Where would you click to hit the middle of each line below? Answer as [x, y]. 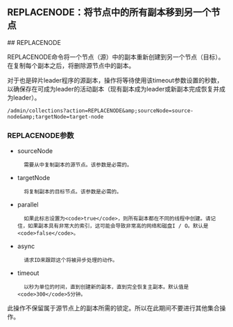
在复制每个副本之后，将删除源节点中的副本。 [71, 65]
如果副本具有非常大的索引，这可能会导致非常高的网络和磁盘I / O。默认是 [118, 226]
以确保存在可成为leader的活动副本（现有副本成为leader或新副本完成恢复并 [113, 89]
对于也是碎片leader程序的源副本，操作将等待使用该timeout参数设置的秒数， [115, 80]
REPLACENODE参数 [41, 135]
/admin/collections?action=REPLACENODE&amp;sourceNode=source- [101, 111]
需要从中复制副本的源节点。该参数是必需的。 [78, 165]
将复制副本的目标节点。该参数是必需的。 [73, 192]
